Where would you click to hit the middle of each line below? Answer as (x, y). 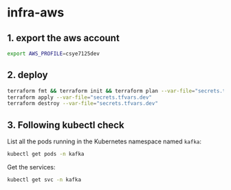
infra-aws (36, 13)
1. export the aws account (64, 38)
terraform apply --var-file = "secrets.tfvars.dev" (80, 97)
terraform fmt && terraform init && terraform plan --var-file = (101, 91)
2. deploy (27, 75)
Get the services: (31, 167)
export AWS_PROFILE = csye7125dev (53, 54)
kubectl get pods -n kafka (46, 154)
